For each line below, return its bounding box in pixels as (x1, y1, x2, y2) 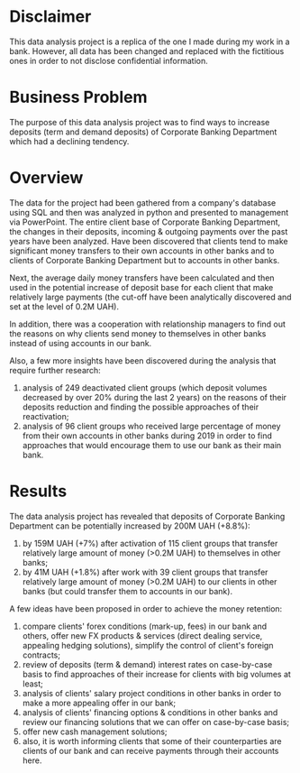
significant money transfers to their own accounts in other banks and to (9, 245, 275, 256)
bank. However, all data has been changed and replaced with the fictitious (9, 45, 285, 56)
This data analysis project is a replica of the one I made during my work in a (9, 36, 290, 47)
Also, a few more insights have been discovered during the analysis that (9, 354, 277, 366)
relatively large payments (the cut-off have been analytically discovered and (9, 291, 292, 302)
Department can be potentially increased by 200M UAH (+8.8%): (9, 520, 250, 531)
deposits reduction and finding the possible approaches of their (22, 401, 259, 412)
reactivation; (22, 410, 69, 421)
